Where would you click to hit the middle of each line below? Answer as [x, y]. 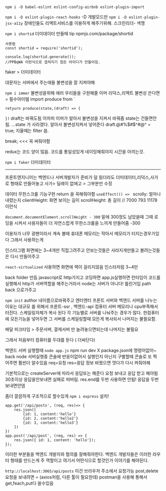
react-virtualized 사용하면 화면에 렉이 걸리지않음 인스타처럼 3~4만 [72, 267]
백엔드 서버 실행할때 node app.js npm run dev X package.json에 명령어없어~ [81, 350]
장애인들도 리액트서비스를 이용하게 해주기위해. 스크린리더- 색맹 [84, 23]
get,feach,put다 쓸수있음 [29, 483]
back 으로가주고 [21, 290]
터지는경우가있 [145, 233]
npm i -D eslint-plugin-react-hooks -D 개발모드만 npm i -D [66, 17]
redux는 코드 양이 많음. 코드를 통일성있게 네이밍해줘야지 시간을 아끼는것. [75, 152]
